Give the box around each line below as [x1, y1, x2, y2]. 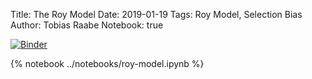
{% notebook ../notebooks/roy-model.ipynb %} [10, 58, 205, 69]
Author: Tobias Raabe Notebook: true [10, 19, 164, 31]
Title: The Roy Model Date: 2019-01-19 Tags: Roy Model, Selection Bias [10, 9, 303, 20]
